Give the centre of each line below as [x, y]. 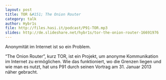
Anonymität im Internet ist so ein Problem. [48, 47]
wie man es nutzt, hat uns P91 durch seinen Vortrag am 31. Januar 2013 [78, 67]
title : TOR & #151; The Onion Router [43, 14]
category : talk [21, 19]
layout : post [19, 10]
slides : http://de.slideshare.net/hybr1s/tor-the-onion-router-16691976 [82, 33]
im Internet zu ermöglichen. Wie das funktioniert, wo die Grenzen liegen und [83, 61]
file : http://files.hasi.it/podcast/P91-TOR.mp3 [56, 28]
